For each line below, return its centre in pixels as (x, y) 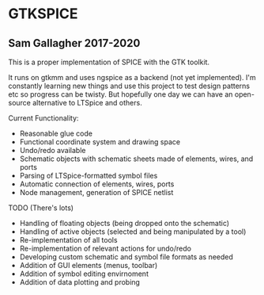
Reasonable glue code (56, 133)
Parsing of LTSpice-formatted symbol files (89, 176)
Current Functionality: (43, 118)
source (20, 103)
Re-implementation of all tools (68, 240)
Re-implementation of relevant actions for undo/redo (106, 248)
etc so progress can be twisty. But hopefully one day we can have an (121, 94)
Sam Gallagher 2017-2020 (74, 43)
